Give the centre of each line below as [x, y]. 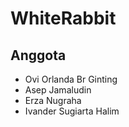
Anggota [38, 55]
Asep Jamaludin [58, 90]
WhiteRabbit [63, 18]
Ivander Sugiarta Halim [72, 111]
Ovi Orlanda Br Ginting [71, 79]
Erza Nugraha [53, 100]
